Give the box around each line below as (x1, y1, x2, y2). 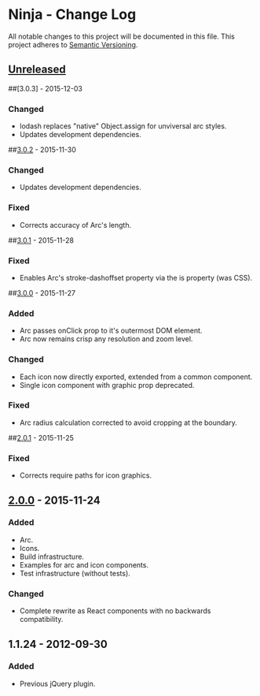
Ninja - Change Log (8, 6, 137, 24)
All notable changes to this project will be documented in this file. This (8, 32, 236, 41)
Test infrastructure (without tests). (19, 568, 131, 578)
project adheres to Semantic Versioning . (8, 39, 138, 49)
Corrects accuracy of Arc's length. (19, 220, 132, 229)
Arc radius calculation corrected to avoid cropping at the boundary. (19, 418, 237, 427)
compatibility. (19, 615, 64, 624)
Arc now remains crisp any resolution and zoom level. (19, 334, 193, 344)
